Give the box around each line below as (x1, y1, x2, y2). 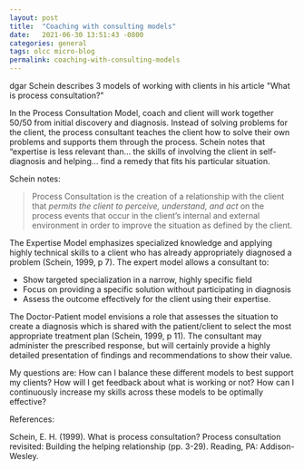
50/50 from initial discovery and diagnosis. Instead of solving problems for (9, 117, 289, 128)
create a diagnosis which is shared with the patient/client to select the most (9, 321, 292, 331)
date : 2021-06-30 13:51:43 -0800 (9, 30, 144, 39)
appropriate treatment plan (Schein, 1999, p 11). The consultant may (9, 330, 262, 341)
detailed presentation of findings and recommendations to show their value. (9, 350, 293, 360)
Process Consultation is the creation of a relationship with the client (31, 191, 285, 201)
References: (9, 414, 54, 425)
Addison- (260, 441, 295, 452)
